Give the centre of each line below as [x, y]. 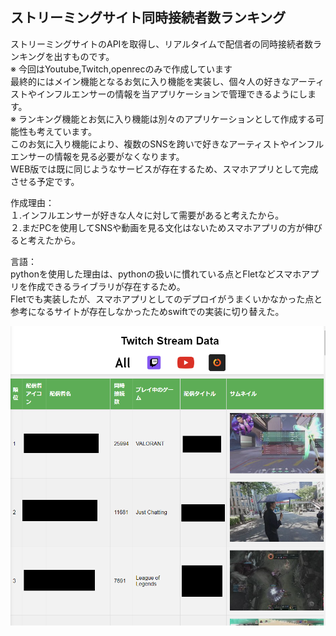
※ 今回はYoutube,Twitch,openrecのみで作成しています [121, 69]
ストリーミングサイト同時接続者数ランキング [148, 18]
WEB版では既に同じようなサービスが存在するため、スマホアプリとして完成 [164, 169]
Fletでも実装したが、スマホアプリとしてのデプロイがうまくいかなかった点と [166, 299]
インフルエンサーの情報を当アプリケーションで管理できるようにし [172, 94]
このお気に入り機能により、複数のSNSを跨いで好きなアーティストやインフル [167, 144]
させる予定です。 [45, 181]
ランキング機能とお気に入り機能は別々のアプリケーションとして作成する [167, 119]
